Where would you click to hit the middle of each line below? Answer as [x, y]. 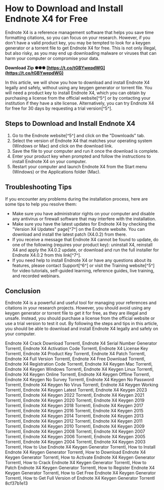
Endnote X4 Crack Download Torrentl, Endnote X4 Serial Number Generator [81, 343]
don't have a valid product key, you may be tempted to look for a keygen [78, 42]
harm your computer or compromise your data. [52, 58]
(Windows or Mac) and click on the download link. [62, 146]
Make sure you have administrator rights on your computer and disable [83, 213]
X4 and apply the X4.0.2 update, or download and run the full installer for [85, 250]
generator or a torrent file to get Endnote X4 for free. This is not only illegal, [81, 48]
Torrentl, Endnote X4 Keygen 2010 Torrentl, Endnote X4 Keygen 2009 [75, 426]
